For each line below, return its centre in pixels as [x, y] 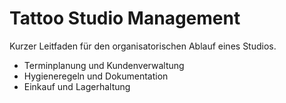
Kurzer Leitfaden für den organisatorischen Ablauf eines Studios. [143, 46]
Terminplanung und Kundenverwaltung [104, 65]
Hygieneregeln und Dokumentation [96, 76]
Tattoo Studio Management [125, 18]
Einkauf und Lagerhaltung [77, 86]
